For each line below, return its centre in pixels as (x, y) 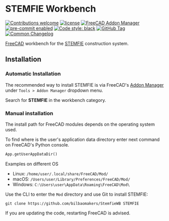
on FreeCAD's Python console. (37, 144)
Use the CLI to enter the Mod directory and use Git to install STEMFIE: (77, 194)
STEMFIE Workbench (51, 9)
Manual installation (29, 113)
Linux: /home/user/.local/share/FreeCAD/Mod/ (60, 173)
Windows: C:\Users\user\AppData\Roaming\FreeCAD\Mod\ (71, 184)
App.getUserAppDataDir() (31, 154)
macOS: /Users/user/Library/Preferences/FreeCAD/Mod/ (71, 179)
